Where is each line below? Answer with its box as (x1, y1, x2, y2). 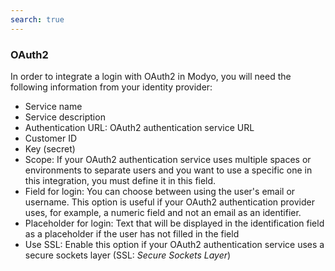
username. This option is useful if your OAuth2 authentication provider (24, 196, 316, 208)
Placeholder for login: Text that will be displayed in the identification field (24, 217, 325, 229)
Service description (24, 111, 106, 123)
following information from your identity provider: (10, 81, 213, 93)
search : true (10, 14, 65, 25)
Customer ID (24, 132, 78, 144)
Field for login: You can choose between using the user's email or (24, 185, 296, 197)
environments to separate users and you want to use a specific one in (24, 164, 313, 176)
